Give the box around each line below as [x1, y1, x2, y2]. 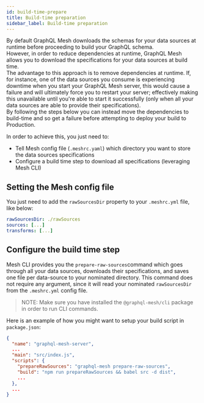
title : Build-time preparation [6, 15, 86, 21]
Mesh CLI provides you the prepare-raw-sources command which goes [6, 260, 183, 268]
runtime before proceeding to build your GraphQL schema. [6, 43, 154, 51]
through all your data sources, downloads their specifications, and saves [6, 267, 189, 274]
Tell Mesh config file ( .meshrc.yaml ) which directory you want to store [15, 144, 191, 152]
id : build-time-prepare [6, 9, 67, 15]
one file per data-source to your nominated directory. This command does [6, 274, 193, 281]
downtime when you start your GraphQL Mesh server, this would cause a [6, 82, 191, 90]
